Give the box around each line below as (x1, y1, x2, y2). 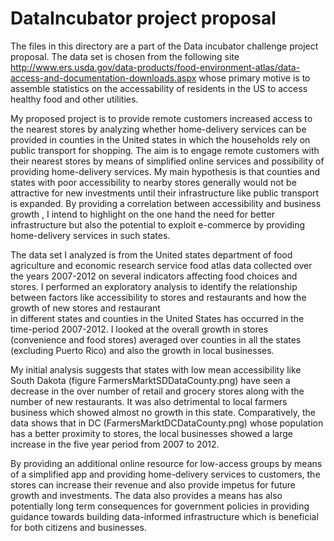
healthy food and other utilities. (10, 93, 139, 105)
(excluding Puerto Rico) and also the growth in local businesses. (10, 344, 275, 356)
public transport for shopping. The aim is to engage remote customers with (10, 144, 320, 156)
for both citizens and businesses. (10, 521, 147, 533)
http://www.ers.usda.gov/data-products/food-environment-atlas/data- (10, 61, 301, 73)
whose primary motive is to (198, 72, 311, 84)
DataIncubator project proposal (10, 7, 277, 30)
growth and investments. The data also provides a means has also (10, 489, 283, 501)
